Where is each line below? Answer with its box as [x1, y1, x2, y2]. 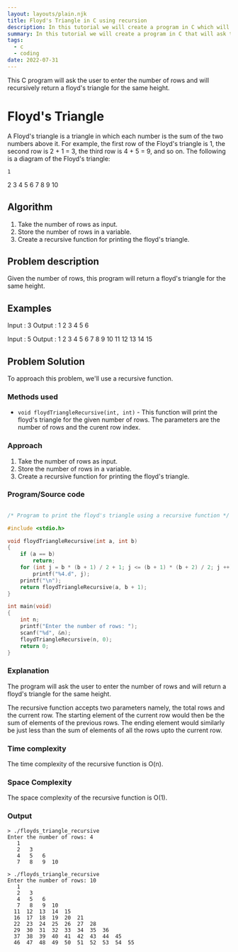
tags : [7, 37, 23, 44]
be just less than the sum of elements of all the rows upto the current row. [7, 726, 222, 734]
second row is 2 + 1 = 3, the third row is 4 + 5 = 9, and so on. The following [7, 147, 227, 155]
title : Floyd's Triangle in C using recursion [7, 17, 147, 24]
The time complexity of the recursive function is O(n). [7, 760, 164, 768]
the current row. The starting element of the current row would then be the [7, 710, 225, 719]
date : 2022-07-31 [7, 57, 59, 64]
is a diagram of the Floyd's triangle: [7, 154, 110, 163]
